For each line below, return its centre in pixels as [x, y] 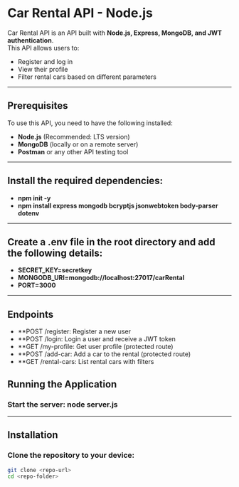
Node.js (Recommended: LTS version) [74, 137]
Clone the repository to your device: [71, 455]
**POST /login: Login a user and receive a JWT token [97, 339]
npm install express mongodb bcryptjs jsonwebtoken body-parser [118, 205]
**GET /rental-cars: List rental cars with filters [86, 362]
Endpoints [31, 314]
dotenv [28, 213]
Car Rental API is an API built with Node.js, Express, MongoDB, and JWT [115, 33]
